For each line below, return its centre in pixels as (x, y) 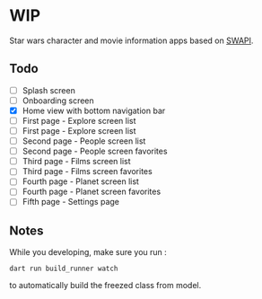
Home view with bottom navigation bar (94, 110)
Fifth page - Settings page (70, 202)
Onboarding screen (58, 101)
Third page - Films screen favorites (87, 171)
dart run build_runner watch (64, 269)
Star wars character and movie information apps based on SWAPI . (131, 40)
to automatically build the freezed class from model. (105, 286)
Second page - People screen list (84, 141)
